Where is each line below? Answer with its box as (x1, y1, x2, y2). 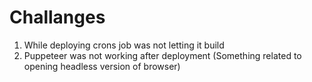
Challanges (9, 6, 106, 29)
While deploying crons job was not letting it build (23, 39, 225, 51)
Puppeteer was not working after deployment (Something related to (23, 49, 302, 61)
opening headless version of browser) (23, 60, 181, 72)
